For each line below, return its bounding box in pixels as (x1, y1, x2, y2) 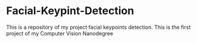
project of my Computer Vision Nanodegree (6, 29, 114, 37)
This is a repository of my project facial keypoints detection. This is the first (6, 24, 191, 31)
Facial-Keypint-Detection (6, 4, 135, 18)
